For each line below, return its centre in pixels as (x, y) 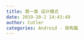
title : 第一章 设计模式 (32, 11)
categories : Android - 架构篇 (42, 28)
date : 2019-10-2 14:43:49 (38, 17)
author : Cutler (25, 22)
